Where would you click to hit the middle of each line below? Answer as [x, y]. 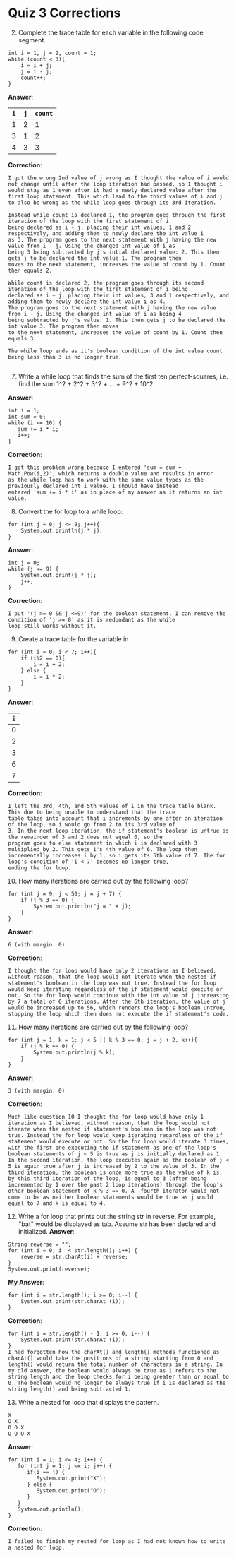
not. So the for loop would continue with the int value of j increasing [119, 995]
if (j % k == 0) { [48, 1046]
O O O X [19, 1434]
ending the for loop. [40, 868]
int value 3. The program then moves [63, 326]
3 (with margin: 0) [37, 1090]
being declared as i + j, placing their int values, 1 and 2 [100, 227]
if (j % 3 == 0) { [48, 900]
